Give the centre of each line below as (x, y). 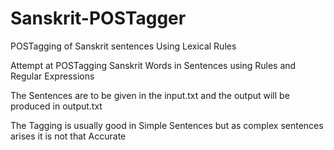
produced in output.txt (56, 106)
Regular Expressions (52, 76)
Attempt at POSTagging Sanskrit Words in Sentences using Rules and (153, 65)
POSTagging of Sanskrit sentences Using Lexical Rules (123, 46)
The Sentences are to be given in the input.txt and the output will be (150, 95)
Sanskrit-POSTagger (98, 18)
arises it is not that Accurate (68, 136)
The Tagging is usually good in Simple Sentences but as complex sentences (167, 125)
